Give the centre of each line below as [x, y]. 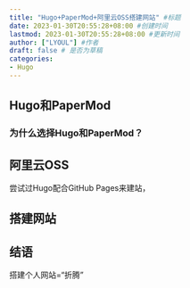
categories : [31, 59]
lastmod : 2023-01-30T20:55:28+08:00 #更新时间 [95, 34]
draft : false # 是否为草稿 [56, 51]
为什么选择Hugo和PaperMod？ [76, 133]
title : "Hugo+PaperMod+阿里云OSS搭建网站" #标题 [95, 17]
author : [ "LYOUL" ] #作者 [54, 42]
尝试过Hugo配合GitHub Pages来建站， [80, 188]
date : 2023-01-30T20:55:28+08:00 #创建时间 [88, 26]
